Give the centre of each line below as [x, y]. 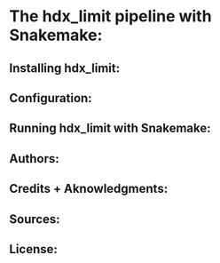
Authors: [34, 159]
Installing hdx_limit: [65, 68]
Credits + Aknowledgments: [89, 189]
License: [33, 249]
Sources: [35, 219]
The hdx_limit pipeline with [110, 16]
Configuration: [51, 98]
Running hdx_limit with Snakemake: [110, 128]
